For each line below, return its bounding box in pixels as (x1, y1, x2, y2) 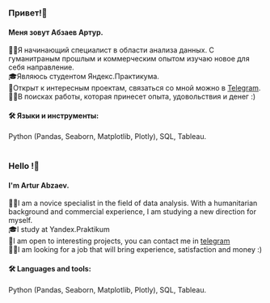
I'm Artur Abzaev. (8, 180, 70, 190)
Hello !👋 (8, 161, 40, 172)
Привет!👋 (8, 7, 48, 19)
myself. (8, 216, 33, 225)
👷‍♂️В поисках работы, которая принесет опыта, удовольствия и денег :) (8, 92, 256, 102)
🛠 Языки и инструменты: (8, 111, 99, 120)
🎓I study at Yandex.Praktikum (8, 225, 111, 234)
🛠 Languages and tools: (8, 264, 91, 274)
